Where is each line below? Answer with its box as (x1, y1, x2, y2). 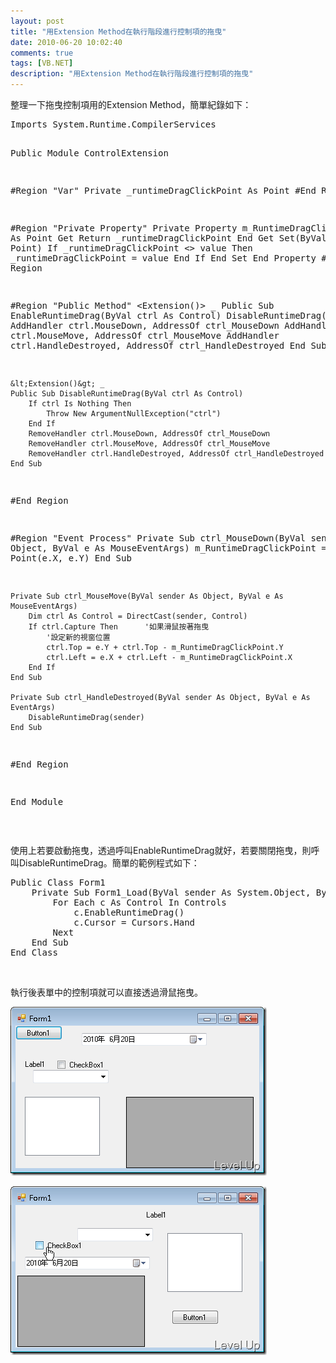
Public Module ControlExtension (10, 148, 169, 159)
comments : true (10, 48, 74, 58)
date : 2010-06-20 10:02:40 (10, 37, 123, 47)
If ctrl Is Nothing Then (28, 399, 132, 409)
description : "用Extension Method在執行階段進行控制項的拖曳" (10, 69, 254, 79)
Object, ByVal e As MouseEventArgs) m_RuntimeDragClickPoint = (10, 543, 327, 554)
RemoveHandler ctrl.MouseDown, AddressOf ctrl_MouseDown (28, 429, 271, 439)
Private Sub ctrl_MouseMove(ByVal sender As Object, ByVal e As (10, 591, 284, 601)
